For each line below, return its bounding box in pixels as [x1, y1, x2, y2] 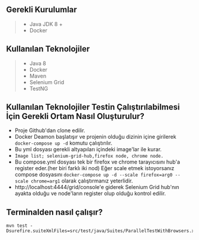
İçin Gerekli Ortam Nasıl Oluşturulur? [6, 111, 145, 121]
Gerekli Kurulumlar [6, 5, 77, 15]
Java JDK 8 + [29, 20, 63, 27]
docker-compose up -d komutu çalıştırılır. [14, 139, 113, 147]
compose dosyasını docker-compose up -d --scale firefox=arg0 [14, 171, 173, 178]
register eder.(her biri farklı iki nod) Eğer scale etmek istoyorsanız [14, 165, 175, 172]
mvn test [6, 223, 28, 229]
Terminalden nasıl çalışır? [6, 207, 103, 217]
